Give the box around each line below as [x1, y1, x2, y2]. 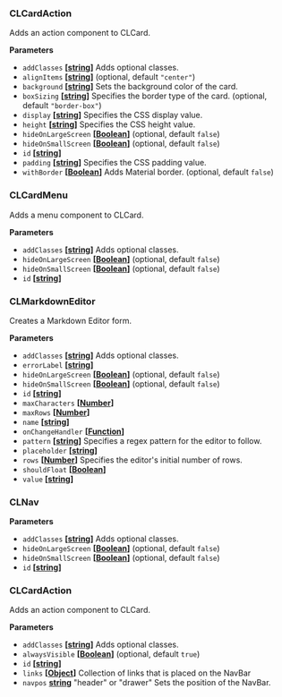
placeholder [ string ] [21, 445, 98, 455]
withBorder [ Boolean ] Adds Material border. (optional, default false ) [21, 166, 275, 177]
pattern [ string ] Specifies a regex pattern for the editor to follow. [21, 435, 262, 446]
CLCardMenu [9, 189, 69, 201]
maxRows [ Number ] [21, 406, 90, 418]
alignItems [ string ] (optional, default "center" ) [21, 72, 196, 82]
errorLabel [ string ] [21, 359, 94, 370]
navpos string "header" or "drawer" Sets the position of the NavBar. [21, 677, 271, 688]
